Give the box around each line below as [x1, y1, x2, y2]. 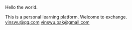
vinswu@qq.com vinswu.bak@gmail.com [5, 19, 90, 25]
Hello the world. [5, 4, 38, 10]
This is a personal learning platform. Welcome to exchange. [5, 14, 127, 19]
